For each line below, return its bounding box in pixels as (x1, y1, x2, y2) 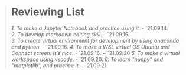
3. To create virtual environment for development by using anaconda (11, 37, 180, 44)
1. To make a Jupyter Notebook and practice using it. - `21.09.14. (11, 25, 168, 32)
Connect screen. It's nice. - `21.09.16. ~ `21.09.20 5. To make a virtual (11, 49, 180, 56)
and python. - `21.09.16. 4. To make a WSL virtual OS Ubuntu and (11, 43, 170, 50)
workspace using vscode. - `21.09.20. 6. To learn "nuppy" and (11, 56, 164, 63)
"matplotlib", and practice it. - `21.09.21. (11, 62, 109, 69)
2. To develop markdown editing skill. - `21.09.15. (11, 30, 130, 37)
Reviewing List (11, 5, 85, 19)
